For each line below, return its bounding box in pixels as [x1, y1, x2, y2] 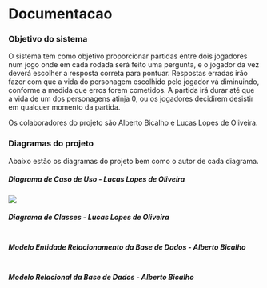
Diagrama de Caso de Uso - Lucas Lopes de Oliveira [8, 174, 185, 184]
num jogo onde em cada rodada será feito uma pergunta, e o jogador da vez [8, 60, 260, 70]
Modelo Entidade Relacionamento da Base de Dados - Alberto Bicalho [8, 242, 246, 252]
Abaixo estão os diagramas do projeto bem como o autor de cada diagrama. [8, 156, 259, 166]
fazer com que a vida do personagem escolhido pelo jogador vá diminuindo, [8, 77, 260, 86]
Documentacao [8, 5, 113, 23]
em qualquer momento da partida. [8, 102, 121, 112]
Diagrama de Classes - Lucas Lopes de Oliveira [8, 213, 169, 222]
